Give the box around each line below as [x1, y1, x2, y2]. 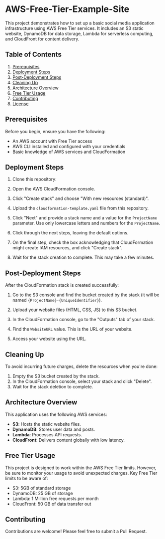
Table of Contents [5, 50, 62, 59]
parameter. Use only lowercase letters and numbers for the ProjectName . [12, 220, 161, 226]
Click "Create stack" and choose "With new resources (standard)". [12, 195, 149, 201]
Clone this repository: [12, 176, 57, 182]
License [12, 101, 29, 107]
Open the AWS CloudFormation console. [12, 186, 95, 192]
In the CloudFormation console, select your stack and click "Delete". [12, 378, 152, 384]
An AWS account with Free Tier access [12, 138, 92, 144]
